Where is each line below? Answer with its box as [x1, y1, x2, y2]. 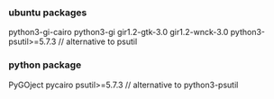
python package [8, 58, 82, 71]
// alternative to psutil [58, 36, 138, 47]
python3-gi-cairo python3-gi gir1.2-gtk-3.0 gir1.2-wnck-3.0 [8, 27, 229, 38]
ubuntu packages [8, 6, 87, 19]
